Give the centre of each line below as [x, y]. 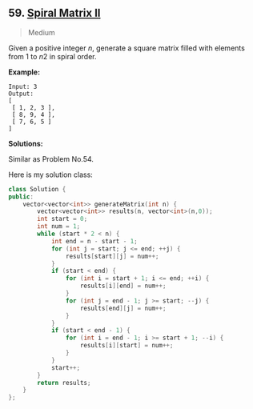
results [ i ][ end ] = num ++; [123, 286]
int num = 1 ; [59, 227]
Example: [24, 72]
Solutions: [26, 143]
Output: [21, 94]
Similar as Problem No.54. [51, 158]
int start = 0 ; [62, 219]
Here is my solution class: [51, 174]
